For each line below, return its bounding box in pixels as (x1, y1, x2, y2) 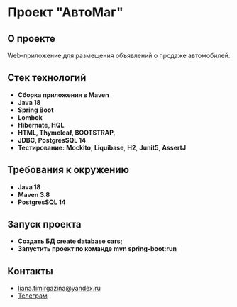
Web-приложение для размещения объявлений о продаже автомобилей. (7, 51, 231, 60)
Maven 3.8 (17, 190, 50, 199)
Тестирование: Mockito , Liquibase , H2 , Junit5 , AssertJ (17, 143, 187, 152)
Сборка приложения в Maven (17, 90, 110, 99)
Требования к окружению (7, 164, 130, 176)
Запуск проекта (7, 218, 82, 230)
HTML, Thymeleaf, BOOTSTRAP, (17, 128, 116, 137)
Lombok (17, 113, 43, 121)
